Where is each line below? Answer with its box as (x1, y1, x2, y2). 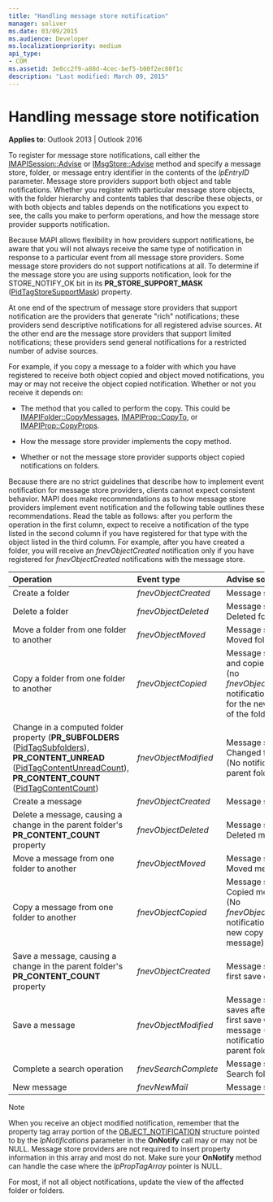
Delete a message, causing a (12, 808, 123, 820)
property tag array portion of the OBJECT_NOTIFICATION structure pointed (8, 1126, 260, 1136)
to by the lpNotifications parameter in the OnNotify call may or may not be (8, 1135, 258, 1145)
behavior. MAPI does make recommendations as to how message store (8, 494, 246, 503)
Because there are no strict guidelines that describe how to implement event (8, 477, 264, 486)
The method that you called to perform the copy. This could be (19, 403, 231, 413)
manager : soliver (8, 20, 67, 28)
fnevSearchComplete (136, 1063, 219, 1074)
